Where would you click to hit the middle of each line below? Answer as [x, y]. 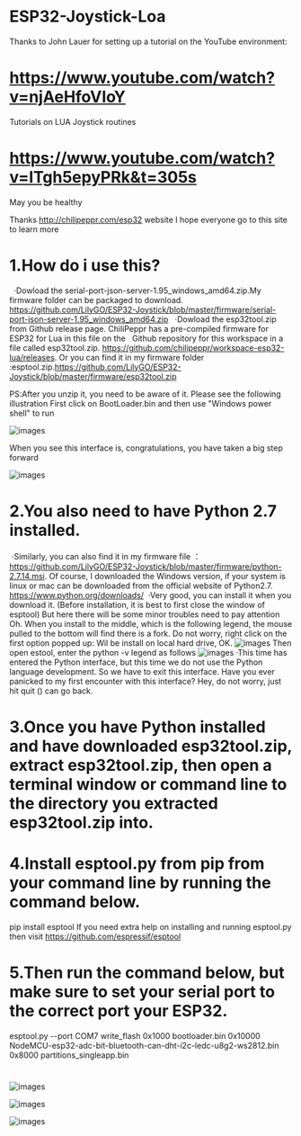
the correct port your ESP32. [119, 1011]
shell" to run [32, 413]
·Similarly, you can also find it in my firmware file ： [106, 556]
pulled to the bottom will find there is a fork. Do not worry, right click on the [148, 633]
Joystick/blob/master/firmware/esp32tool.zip [93, 376]
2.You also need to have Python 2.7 [143, 511]
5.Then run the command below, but [147, 972]
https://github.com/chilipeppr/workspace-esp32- [193, 347]
